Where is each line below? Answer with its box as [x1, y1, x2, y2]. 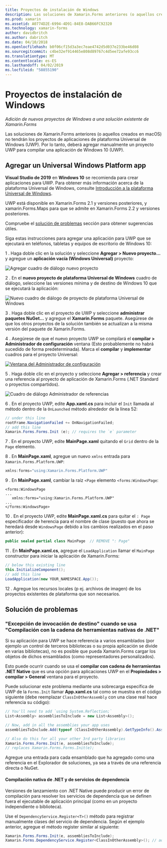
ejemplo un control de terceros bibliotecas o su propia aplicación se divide [5, 643, 158, 649]
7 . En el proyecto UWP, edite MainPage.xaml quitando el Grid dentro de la [5, 438, 159, 444]
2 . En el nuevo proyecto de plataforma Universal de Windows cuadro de [5, 275, 157, 281]
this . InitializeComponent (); [5, 567, 66, 572]
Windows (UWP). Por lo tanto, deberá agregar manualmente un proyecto [5, 141, 154, 147]
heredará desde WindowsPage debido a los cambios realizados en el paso [5, 524, 153, 530]
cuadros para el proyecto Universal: [5, 351, 79, 357]
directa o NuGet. [5, 765, 39, 771]
